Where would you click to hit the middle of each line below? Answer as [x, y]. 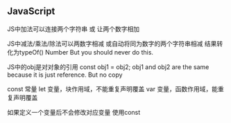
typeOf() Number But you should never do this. [86, 52]
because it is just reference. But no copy [65, 75]
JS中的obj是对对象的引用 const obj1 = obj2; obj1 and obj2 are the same [108, 67]
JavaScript [31, 11]
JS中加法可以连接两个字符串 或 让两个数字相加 [74, 29]
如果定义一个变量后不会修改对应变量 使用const [74, 112]
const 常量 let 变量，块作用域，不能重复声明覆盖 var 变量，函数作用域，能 [113, 88]
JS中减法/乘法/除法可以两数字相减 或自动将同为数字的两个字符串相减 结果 [112, 44]
